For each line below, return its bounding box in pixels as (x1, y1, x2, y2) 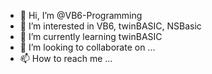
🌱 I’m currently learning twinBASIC (19, 31, 163, 42)
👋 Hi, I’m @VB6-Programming (19, 10, 143, 21)
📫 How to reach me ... (19, 53, 113, 64)
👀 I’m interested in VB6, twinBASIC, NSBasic (19, 20, 202, 32)
